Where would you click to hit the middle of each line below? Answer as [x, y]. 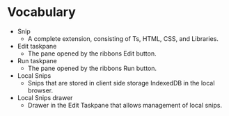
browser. [40, 90]
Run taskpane [37, 60]
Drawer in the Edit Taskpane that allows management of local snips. [125, 105]
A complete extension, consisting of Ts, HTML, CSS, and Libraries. [123, 38]
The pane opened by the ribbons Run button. [92, 68]
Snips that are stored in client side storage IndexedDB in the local [121, 83]
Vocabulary [41, 12]
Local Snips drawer [45, 97]
